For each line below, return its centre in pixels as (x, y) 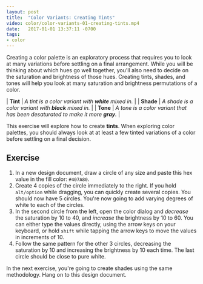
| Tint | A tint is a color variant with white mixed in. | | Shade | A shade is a (100, 101)
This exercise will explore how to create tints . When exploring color (90, 126)
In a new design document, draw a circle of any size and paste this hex (104, 172)
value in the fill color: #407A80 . (52, 179)
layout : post (23, 12)
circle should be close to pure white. (60, 256)
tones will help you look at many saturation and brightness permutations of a (102, 83)
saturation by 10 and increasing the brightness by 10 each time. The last (105, 250)
